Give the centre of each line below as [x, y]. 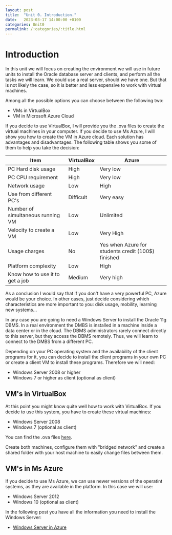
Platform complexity [32, 266]
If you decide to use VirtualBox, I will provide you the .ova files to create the [85, 126]
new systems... [21, 310]
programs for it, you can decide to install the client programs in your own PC [86, 357]
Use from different [30, 194]
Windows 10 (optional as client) [46, 502]
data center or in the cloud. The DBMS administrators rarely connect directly [86, 331]
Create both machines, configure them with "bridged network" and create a [85, 447]
